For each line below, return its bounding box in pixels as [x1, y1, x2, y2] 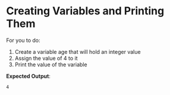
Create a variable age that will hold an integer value [14, 48, 141, 55]
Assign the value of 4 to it [14, 54, 78, 62]
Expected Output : [6, 72, 51, 79]
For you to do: [6, 36, 40, 44]
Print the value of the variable [14, 61, 87, 68]
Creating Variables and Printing [6, 4, 165, 18]
